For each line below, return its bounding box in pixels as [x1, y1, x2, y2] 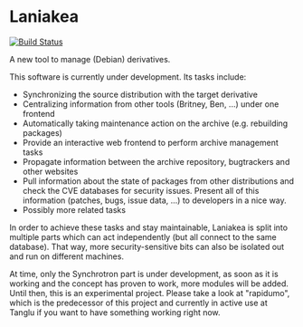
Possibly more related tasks [22, 204, 127, 215]
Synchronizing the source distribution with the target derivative [22, 89, 258, 100]
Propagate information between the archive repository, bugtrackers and [22, 156, 290, 167]
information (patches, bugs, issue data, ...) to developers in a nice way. [22, 195, 287, 206]
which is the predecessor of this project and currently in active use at [9, 297, 269, 308]
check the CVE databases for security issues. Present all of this [22, 185, 260, 196]
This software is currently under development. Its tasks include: [9, 71, 247, 82]
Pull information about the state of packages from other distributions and [22, 175, 295, 187]
